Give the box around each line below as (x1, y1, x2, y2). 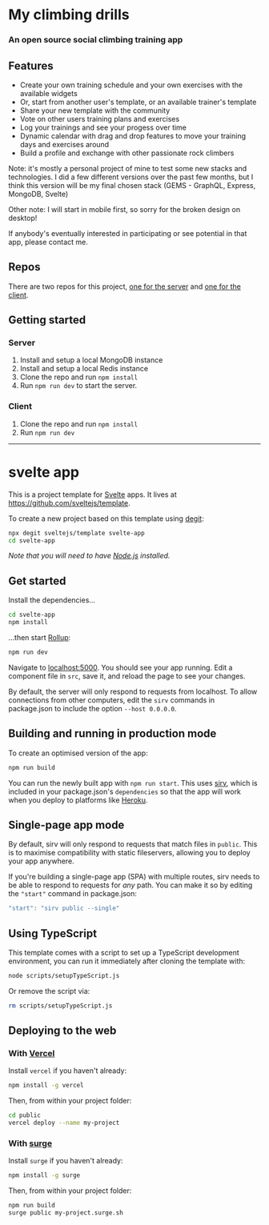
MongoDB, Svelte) (8, 189, 69, 198)
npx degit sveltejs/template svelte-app (8, 529, 146, 537)
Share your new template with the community (19, 106, 171, 115)
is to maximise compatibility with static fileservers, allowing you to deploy (8, 848, 251, 858)
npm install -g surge (8, 1171, 81, 1179)
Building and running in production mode (8, 727, 217, 741)
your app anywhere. (8, 856, 74, 866)
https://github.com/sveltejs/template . (8, 498, 130, 507)
